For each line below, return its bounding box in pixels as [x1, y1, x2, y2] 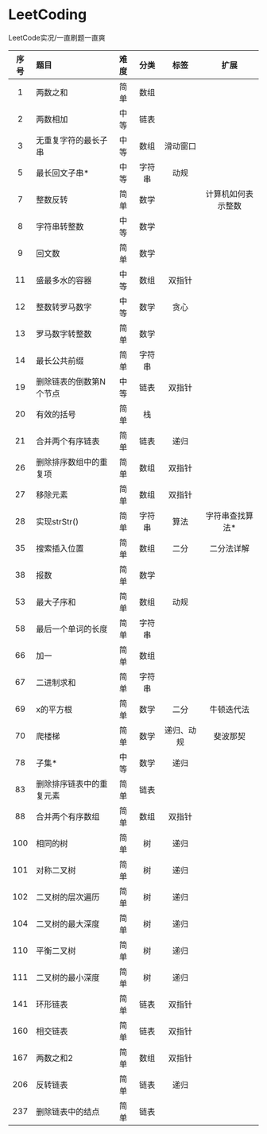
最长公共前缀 [35, 355, 84, 366]
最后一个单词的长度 [35, 623, 108, 634]
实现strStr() [35, 516, 79, 527]
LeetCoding [8, 6, 87, 24]
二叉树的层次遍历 [35, 892, 100, 903]
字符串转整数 [35, 221, 84, 232]
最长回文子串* [35, 167, 90, 178]
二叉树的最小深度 [35, 972, 100, 983]
